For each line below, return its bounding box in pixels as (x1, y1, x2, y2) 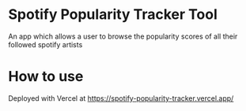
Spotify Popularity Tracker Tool (8, 6, 218, 24)
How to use (8, 68, 84, 86)
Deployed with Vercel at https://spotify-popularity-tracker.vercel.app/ (8, 93, 234, 103)
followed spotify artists (8, 39, 83, 49)
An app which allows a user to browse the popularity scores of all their (8, 31, 238, 41)
